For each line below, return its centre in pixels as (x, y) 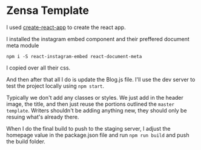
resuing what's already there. (43, 117)
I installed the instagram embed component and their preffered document (98, 39)
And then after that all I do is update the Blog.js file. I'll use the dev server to (101, 79)
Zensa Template (48, 11)
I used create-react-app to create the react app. (66, 27)
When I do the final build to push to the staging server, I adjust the (88, 128)
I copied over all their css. (38, 68)
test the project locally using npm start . (55, 86)
